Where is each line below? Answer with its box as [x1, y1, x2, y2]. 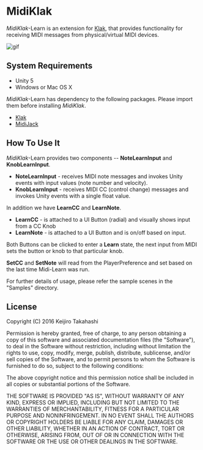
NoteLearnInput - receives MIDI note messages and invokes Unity [15, 173, 183, 180]
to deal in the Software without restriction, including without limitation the [6, 343, 191, 350]
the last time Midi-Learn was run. [6, 265, 90, 273]
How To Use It [6, 138, 60, 148]
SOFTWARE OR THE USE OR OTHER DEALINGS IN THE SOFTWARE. [6, 438, 178, 445]
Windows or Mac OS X [15, 83, 72, 91]
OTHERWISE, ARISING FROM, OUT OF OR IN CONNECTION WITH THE [6, 432, 185, 439]
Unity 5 [15, 77, 34, 84]
